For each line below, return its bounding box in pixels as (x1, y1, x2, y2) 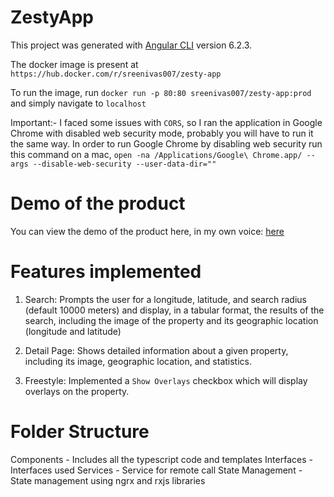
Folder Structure (10, 421, 150, 443)
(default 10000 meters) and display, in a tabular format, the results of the (24, 304, 325, 316)
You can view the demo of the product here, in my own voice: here (10, 225, 285, 237)
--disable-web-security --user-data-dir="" (32, 159, 217, 169)
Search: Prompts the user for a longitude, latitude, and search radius (24, 293, 307, 305)
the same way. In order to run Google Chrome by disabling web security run (10, 137, 323, 150)
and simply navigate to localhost (10, 97, 147, 109)
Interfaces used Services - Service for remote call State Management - (10, 464, 303, 476)
